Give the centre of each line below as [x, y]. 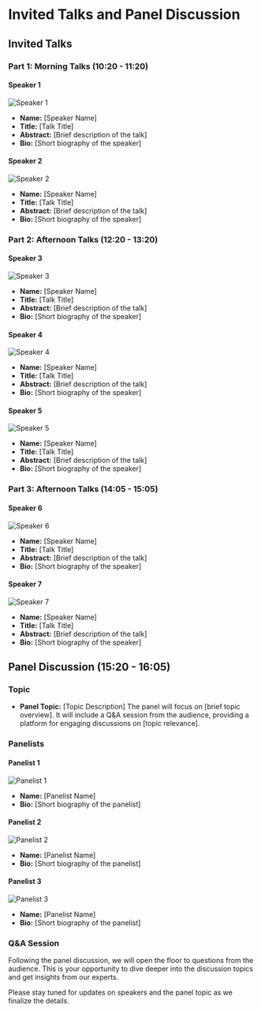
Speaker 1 [24, 85]
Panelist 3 [25, 882]
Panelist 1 [24, 762]
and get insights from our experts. [63, 977]
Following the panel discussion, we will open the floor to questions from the [131, 961]
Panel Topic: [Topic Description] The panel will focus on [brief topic [130, 707]
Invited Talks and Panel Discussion [124, 15]
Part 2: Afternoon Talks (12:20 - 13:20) [83, 239]
